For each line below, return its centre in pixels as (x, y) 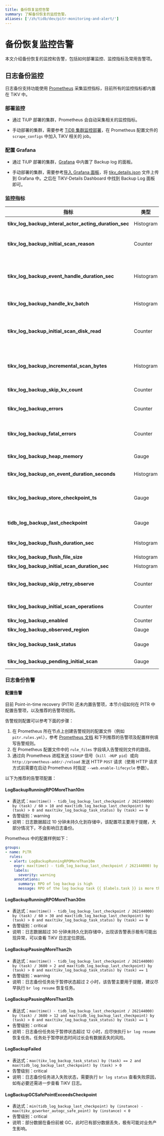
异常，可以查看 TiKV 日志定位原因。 (52, 938)
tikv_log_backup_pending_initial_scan (53, 661)
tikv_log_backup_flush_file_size (45, 557)
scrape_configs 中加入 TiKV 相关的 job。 (53, 136)
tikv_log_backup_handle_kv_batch (48, 304)
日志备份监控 (24, 75)
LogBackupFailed (23, 1049)
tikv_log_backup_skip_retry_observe (51, 584)
